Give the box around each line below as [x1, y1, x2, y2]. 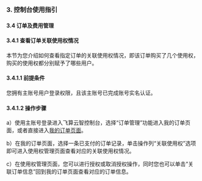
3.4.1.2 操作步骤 [6, 104, 47, 111]
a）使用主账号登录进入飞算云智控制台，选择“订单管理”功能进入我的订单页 [6, 119, 191, 127]
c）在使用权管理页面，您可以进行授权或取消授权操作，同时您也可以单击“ [6, 160, 189, 168]
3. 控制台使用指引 [6, 5, 58, 13]
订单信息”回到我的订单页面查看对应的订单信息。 [11, 168, 132, 175]
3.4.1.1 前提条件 [6, 75, 45, 82]
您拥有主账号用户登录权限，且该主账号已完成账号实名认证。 [6, 89, 156, 96]
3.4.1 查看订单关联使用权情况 [6, 37, 79, 44]
